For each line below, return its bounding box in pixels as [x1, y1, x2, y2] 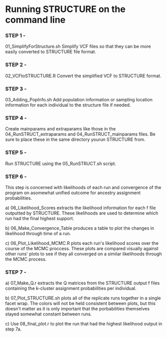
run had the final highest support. [5, 215, 74, 221]
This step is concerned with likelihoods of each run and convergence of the [5, 184, 161, 190]
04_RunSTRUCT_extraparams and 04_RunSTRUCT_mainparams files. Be [5, 131, 155, 137]
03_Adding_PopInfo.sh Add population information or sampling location [5, 97, 153, 103]
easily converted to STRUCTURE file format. [5, 49, 96, 55]
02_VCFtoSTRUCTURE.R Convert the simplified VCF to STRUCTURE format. [5, 73, 161, 79]
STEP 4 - [5, 114, 27, 121]
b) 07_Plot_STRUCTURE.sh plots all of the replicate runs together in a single [5, 295, 161, 301]
